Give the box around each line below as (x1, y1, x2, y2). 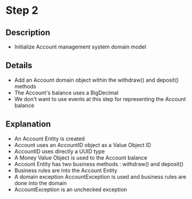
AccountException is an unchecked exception (14, 186, 127, 193)
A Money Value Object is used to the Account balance (14, 154, 148, 161)
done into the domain (14, 179, 67, 186)
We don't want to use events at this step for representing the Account (14, 95, 186, 102)
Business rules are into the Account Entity (14, 167, 118, 174)
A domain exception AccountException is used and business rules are (14, 173, 187, 180)
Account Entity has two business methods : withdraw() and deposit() (14, 160, 184, 167)
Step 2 (5, 4, 38, 17)
